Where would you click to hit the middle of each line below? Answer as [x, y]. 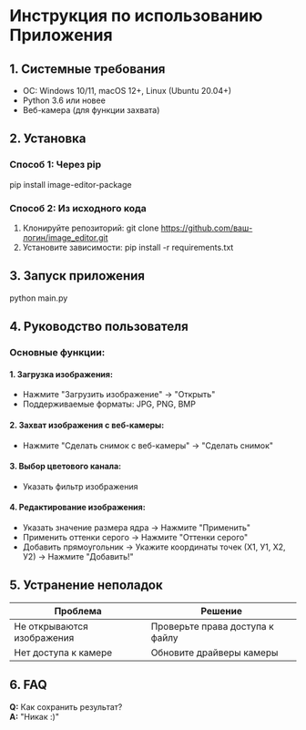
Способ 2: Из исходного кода [78, 208]
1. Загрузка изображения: [61, 374]
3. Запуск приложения [77, 276]
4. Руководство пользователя [99, 327]
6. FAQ [28, 685]
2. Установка [48, 139]
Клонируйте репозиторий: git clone [91, 228]
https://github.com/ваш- [207, 228]
